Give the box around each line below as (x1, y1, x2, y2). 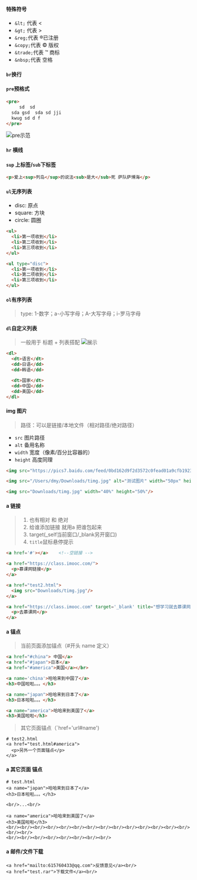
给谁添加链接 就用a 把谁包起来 (29, 524, 103, 531)
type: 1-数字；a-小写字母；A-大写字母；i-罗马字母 (20, 310, 141, 317)
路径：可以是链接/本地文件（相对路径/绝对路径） (20, 422, 138, 429)
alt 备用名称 (14, 441, 45, 449)
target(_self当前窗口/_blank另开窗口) (29, 531, 117, 538)
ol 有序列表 (6, 296, 32, 303)
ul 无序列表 (6, 188, 32, 195)
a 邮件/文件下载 (6, 848, 43, 855)
